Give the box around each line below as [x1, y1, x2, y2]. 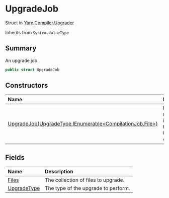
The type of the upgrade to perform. [44, 185, 130, 192]
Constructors [5, 81, 48, 90]
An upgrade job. [5, 57, 39, 63]
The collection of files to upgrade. [44, 177, 125, 184]
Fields [5, 153, 25, 162]
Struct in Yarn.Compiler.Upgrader [5, 20, 74, 26]
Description [44, 168, 74, 175]
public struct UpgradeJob [5, 67, 59, 72]
